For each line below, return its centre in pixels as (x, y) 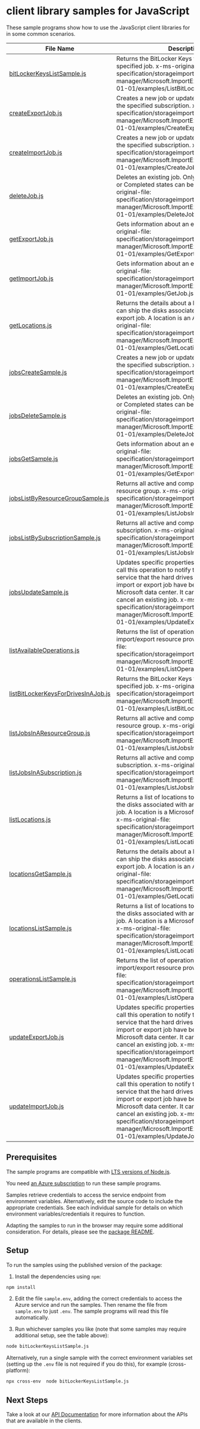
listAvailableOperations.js (44, 650)
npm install (21, 1287)
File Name (60, 48)
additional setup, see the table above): (62, 1335)
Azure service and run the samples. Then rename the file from (91, 1305)
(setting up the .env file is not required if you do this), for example (87, 1364)
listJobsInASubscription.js (46, 772)
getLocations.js (31, 325)
